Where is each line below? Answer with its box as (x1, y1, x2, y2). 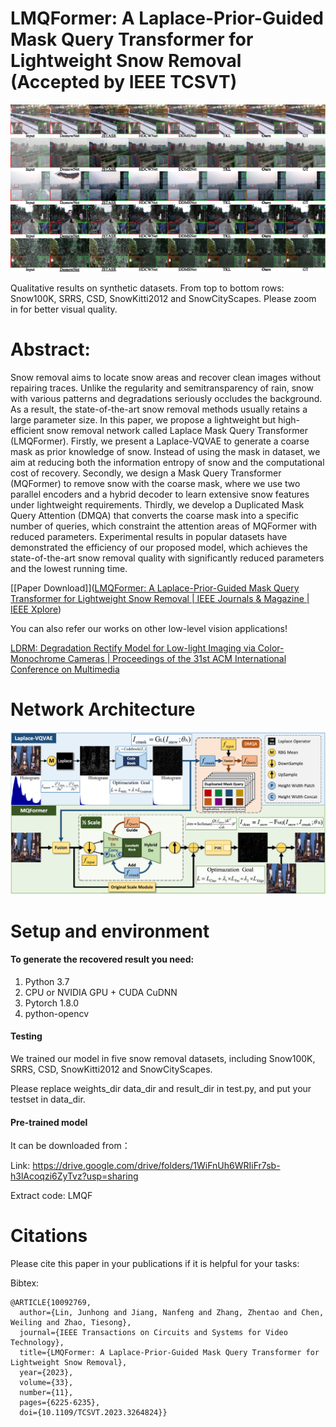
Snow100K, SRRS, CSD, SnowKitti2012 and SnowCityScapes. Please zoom (10, 293, 317, 305)
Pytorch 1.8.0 (24, 997, 80, 1009)
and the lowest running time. (10, 563, 128, 575)
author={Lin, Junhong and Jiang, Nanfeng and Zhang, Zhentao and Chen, (19, 1308, 325, 1318)
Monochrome (10, 653, 66, 665)
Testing (10, 1030, 43, 1042)
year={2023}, (19, 1368, 74, 1378)
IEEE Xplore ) (10, 603, 62, 616)
